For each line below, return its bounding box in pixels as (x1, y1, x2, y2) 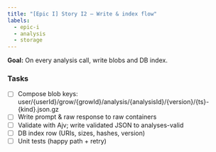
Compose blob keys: (17, 90, 78, 98)
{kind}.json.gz (17, 105, 59, 114)
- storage (13, 37, 43, 44)
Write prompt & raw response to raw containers (17, 112, 157, 121)
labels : (7, 17, 31, 24)
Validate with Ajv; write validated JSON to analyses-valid (17, 121, 184, 129)
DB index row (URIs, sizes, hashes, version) (17, 129, 146, 137)
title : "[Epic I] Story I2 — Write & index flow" (7, 10, 158, 18)
